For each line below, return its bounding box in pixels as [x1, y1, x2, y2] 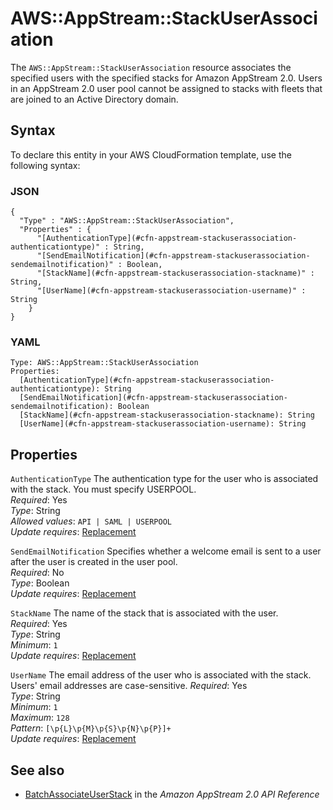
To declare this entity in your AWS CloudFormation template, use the [10, 148, 292, 161]
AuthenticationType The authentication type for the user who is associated [10, 473, 319, 485]
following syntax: [10, 159, 81, 171]
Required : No [10, 567, 65, 579]
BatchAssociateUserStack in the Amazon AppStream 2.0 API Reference [24, 788, 320, 800]
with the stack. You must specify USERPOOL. [10, 483, 197, 496]
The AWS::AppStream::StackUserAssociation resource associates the [10, 61, 292, 73]
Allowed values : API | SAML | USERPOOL [10, 515, 173, 527]
